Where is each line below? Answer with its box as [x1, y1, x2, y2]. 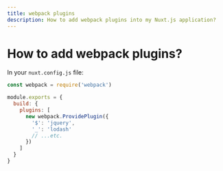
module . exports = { [7, 94, 63, 101]
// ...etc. [32, 132, 63, 139]
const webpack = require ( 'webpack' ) [7, 81, 112, 89]
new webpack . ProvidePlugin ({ [25, 113, 109, 120]
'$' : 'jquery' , [32, 119, 75, 127]
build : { [13, 101, 38, 107]
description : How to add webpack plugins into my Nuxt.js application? [7, 16, 216, 23]
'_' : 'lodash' [32, 126, 72, 133]
